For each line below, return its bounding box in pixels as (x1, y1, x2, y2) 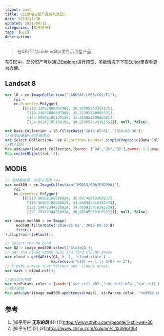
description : (5, 35, 32, 40)
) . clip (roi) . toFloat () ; (5, 232, 54, 237)
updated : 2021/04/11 (5, 21, 47, 26)
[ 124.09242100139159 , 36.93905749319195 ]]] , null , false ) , (26, 119, 150, 125)
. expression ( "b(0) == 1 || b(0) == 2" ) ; (48, 259, 132, 264)
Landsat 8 (5, 79, 36, 88)
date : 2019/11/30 (5, 16, 41, 21)
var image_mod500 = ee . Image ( (5, 218, 67, 223)
